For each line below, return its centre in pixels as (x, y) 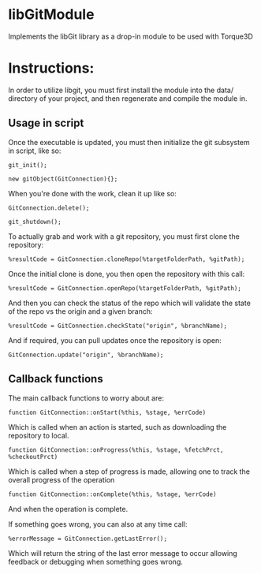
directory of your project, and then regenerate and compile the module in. (128, 98)
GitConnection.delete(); (49, 208)
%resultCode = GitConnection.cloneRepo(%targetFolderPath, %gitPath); (127, 259)
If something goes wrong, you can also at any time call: (98, 524)
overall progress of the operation (62, 479)
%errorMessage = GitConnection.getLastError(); (88, 539)
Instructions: (51, 68)
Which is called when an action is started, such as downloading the (117, 427)
